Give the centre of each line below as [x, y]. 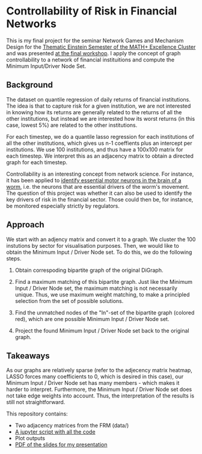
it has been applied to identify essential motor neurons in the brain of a [94, 180]
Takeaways [28, 356]
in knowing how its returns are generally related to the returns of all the [94, 112]
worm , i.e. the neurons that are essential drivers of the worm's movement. [98, 186]
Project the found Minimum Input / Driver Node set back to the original [102, 330]
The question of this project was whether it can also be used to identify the [99, 193]
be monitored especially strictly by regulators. [63, 206]
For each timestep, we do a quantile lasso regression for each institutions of [100, 137]
